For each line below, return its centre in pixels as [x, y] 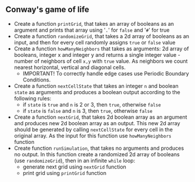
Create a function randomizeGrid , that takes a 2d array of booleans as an [101, 36]
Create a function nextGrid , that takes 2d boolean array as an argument [100, 117]
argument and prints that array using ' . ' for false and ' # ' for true [92, 30]
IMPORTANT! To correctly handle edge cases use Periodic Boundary [106, 73]
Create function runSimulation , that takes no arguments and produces [99, 148]
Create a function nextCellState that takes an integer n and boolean [96, 86]
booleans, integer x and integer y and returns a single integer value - [97, 54]
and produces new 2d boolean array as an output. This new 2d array [97, 123]
